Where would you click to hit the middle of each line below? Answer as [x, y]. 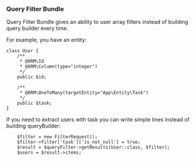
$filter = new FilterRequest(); [57, 137]
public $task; [34, 104]
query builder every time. [37, 28]
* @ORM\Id [32, 62]
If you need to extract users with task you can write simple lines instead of [98, 120]
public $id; [32, 77]
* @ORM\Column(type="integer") [58, 67]
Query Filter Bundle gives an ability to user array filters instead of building [97, 22]
